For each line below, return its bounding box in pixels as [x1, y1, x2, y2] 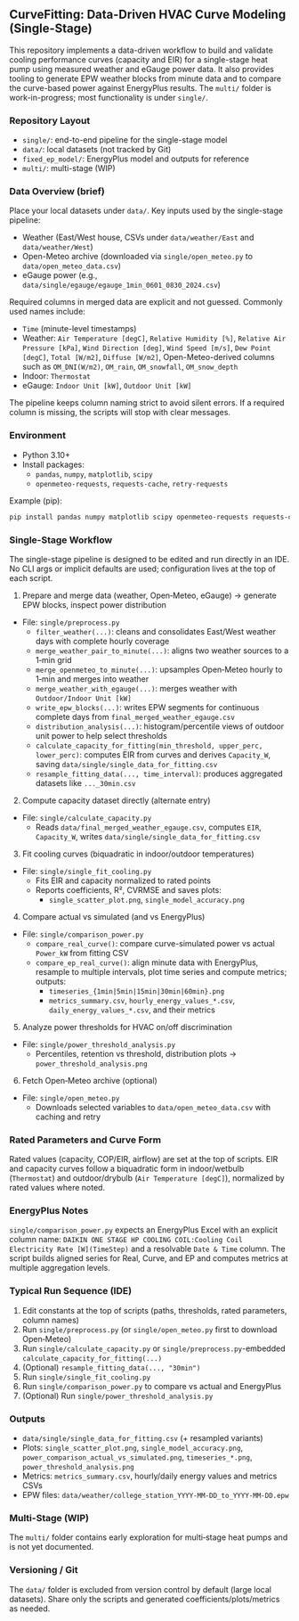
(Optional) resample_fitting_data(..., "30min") [21, 1362, 201, 1372]
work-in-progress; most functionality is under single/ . [9, 92, 209, 102]
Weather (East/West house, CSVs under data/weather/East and [21, 232, 255, 243]
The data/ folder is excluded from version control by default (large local [9, 1584, 271, 1594]
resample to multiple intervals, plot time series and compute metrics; [35, 966, 287, 977]
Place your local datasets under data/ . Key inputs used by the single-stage [9, 205, 283, 217]
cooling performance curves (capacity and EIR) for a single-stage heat [9, 53, 269, 65]
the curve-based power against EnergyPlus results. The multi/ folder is [9, 82, 271, 93]
